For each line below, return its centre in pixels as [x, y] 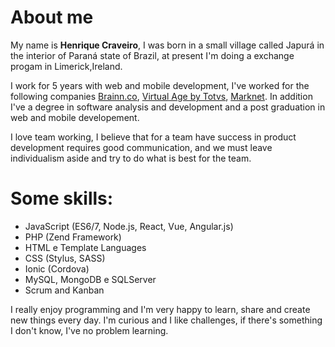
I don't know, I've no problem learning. [89, 330]
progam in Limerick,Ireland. [66, 66]
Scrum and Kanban [64, 290]
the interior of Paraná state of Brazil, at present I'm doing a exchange [152, 55]
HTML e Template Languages [85, 247]
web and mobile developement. [75, 117]
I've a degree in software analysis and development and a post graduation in [168, 107]
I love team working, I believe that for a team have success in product [153, 137]
